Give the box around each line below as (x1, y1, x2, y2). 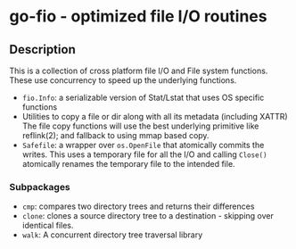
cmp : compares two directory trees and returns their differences (21, 201, 255, 212)
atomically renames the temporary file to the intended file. (21, 159, 235, 169)
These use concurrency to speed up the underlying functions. (9, 75, 237, 86)
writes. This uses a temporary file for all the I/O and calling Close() (21, 149, 267, 160)
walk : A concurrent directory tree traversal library (21, 229, 203, 240)
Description (9, 42, 76, 57)
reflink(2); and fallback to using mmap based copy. (21, 130, 210, 140)
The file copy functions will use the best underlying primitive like (21, 120, 259, 131)
